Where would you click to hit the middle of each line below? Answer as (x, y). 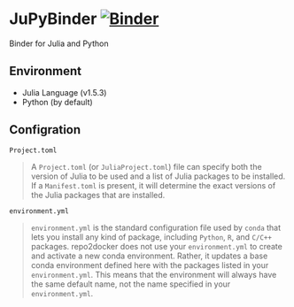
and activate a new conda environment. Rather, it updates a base (149, 256)
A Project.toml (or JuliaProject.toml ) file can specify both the (147, 166)
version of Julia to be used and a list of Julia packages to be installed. (158, 176)
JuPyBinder (53, 19)
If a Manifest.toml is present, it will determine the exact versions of (153, 185)
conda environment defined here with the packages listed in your (150, 265)
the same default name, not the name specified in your (131, 284)
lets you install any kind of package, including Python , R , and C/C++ (151, 237)
